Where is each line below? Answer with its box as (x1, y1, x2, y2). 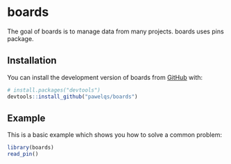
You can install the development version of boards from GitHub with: (7, 73, 203, 81)
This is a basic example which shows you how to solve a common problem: (7, 131, 222, 139)
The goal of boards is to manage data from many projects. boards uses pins (7, 27, 224, 35)
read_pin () (7, 151, 39, 158)
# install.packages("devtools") (7, 86, 101, 94)
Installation (7, 55, 57, 67)
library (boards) (7, 144, 54, 151)
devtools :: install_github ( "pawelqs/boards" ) (7, 93, 138, 100)
